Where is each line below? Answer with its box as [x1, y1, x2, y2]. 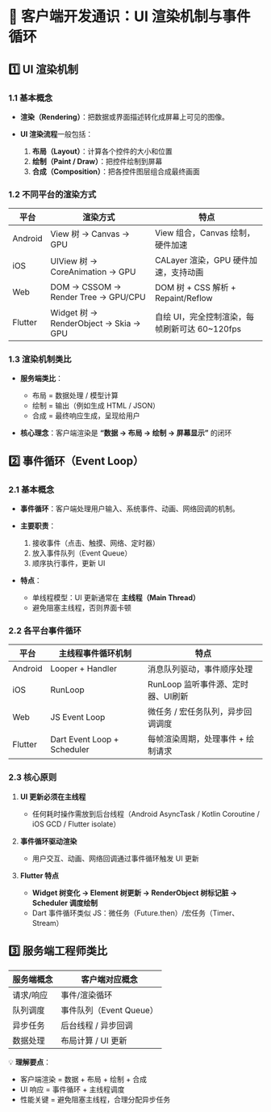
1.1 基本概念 [8, 92, 53, 104]
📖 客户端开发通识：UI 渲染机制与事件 [8, 7, 251, 26]
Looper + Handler [50, 663, 118, 674]
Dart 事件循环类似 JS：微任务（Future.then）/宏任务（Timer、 [31, 907, 240, 918]
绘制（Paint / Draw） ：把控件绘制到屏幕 [31, 156, 163, 166]
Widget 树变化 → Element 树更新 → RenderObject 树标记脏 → [31, 887, 238, 898]
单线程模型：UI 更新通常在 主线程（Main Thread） [31, 593, 200, 603]
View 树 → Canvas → [50, 228, 131, 239]
